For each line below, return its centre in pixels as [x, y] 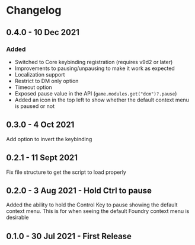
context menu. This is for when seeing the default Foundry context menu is [98, 211]
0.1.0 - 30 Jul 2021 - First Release [69, 236]
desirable [17, 218]
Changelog [34, 10]
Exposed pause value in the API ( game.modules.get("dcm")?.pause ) [96, 93]
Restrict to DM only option [47, 81]
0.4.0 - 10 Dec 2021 [43, 32]
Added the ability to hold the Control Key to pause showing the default [92, 205]
